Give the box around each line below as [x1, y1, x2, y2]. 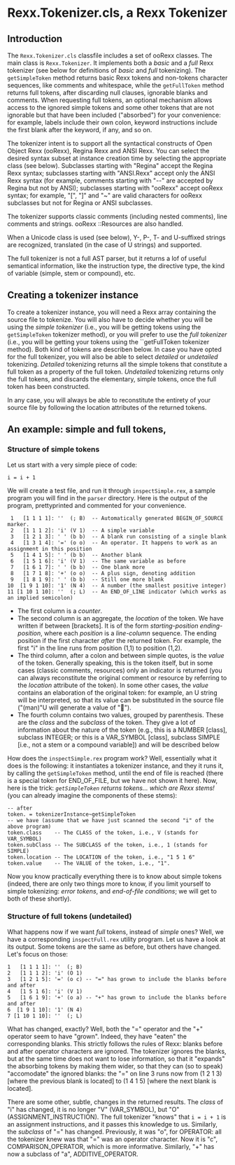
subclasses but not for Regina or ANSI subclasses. [7, 199, 153, 207]
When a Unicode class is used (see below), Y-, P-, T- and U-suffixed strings [7, 233, 226, 241]
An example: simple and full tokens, [7, 423, 166, 435]
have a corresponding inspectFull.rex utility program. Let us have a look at [7, 935, 226, 943]
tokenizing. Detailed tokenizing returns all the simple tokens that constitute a [7, 360, 227, 368]
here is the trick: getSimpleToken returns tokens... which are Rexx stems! [7, 784, 215, 792]
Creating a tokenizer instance [7, 289, 138, 302]
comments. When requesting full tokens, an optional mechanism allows [7, 96, 213, 104]
